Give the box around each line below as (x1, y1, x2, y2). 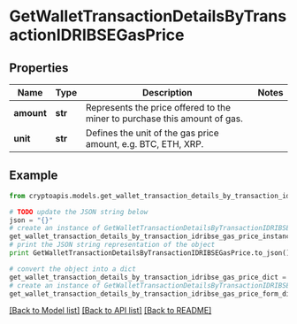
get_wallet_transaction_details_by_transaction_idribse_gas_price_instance (9, 232, 294, 241)
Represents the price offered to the (85, 102, 232, 113)
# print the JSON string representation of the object (9, 241, 216, 250)
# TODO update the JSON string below (9, 207, 148, 216)
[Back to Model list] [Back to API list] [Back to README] (9, 305, 212, 316)
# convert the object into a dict (9, 264, 137, 274)
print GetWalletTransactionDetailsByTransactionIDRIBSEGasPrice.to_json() (9, 249, 291, 258)
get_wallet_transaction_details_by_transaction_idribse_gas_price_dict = (9, 273, 287, 282)
